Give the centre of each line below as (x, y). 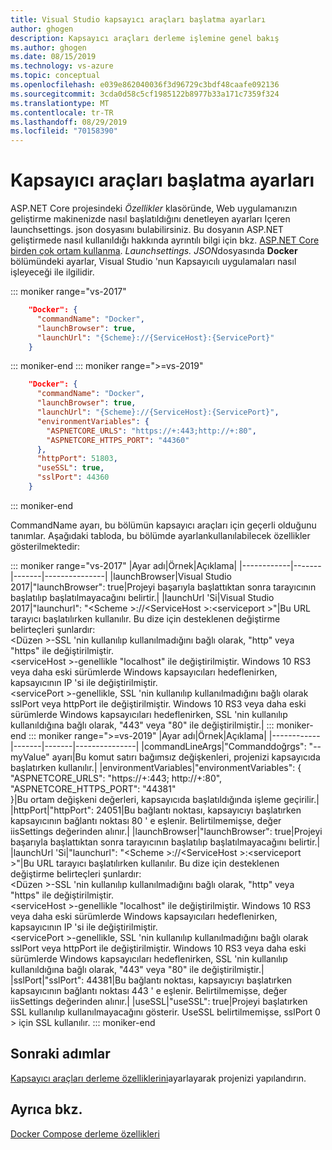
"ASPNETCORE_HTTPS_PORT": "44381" (93, 788)
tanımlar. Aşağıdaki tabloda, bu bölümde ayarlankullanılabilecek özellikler (160, 535)
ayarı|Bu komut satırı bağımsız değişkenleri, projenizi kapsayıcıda (186, 757)
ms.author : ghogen (48, 47)
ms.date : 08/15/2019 (53, 57)
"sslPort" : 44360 (73, 477)
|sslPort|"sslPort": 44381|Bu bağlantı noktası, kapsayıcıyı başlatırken (151, 980)
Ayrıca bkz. (46, 1109)
